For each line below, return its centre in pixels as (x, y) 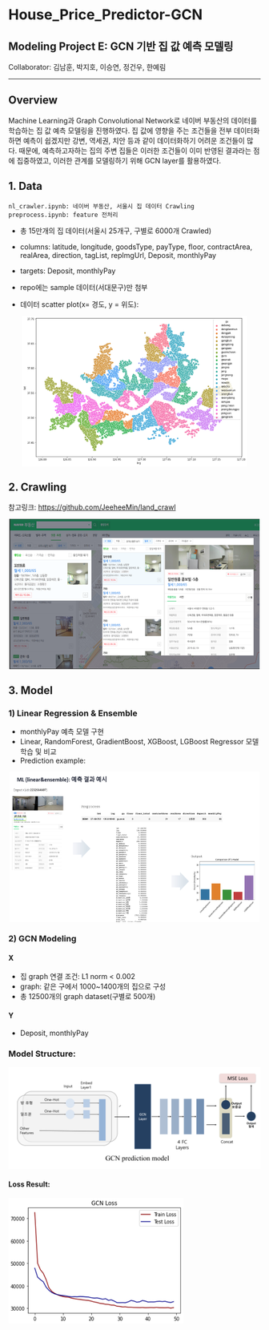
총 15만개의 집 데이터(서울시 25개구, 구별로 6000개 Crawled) (116, 231)
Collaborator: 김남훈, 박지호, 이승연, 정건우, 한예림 (87, 67)
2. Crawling (38, 488)
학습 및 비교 (38, 752)
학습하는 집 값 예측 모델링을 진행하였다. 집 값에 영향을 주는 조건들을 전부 (120, 131)
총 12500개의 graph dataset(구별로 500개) (88, 997)
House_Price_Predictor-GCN (105, 15)
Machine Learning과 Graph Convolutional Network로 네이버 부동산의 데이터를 (133, 120)
